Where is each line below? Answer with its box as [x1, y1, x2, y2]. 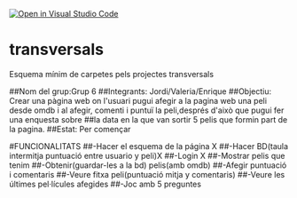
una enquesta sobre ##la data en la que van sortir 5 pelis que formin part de [9, 114, 288, 124]
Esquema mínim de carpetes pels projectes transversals [9, 68, 215, 79]
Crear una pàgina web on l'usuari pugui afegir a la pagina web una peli [9, 95, 268, 106]
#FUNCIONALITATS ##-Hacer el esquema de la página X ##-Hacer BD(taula [9, 140, 289, 151]
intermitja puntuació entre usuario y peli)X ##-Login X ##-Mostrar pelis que [9, 150, 285, 161]
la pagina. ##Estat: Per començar [9, 123, 131, 134]
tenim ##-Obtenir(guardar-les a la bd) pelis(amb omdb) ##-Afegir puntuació [9, 160, 287, 170]
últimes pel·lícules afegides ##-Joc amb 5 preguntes [9, 178, 202, 189]
